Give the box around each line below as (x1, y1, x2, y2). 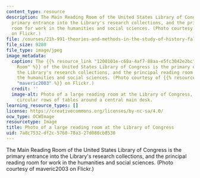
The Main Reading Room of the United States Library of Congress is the (6, 146, 182, 153)
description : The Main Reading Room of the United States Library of (6, 14, 183, 20)
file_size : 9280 (6, 42, 46, 48)
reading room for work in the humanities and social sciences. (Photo (6, 158, 174, 166)
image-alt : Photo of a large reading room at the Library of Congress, (11, 91, 193, 97)
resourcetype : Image (6, 119, 58, 125)
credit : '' (11, 86, 39, 92)
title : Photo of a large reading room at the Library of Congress (6, 125, 174, 131)
